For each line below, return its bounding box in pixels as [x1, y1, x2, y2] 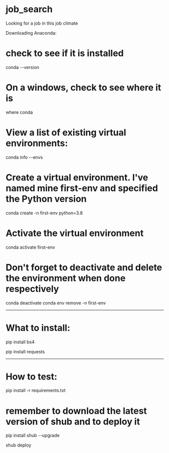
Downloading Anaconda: [6, 30, 57, 36]
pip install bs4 [6, 339, 35, 345]
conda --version [6, 64, 40, 70]
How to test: [6, 371, 57, 382]
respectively [6, 283, 59, 294]
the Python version [6, 193, 87, 204]
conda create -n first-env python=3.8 [6, 210, 83, 216]
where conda [6, 109, 33, 115]
